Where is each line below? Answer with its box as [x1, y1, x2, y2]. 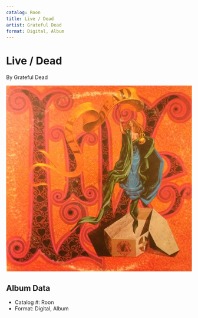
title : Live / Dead [6, 15, 54, 22]
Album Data [6, 283, 51, 293]
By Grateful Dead [6, 74, 48, 81]
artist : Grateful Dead [6, 22, 62, 28]
